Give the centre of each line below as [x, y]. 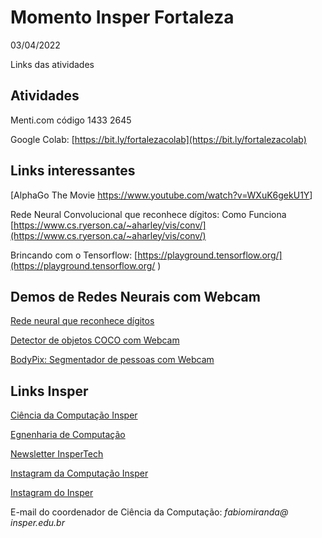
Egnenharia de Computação [68, 435]
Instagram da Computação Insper [79, 473]
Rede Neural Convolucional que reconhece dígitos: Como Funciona [148, 214]
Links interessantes [73, 171]
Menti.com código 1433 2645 [71, 120]
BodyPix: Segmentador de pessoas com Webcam [112, 360]
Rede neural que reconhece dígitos [82, 321]
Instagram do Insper [52, 493]
